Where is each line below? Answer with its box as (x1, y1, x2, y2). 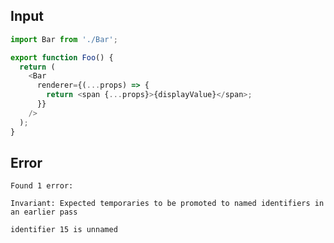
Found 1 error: (10, 181, 74, 191)
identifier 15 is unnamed (10, 225, 118, 235)
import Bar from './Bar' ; (10, 34, 118, 44)
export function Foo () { (10, 52, 114, 63)
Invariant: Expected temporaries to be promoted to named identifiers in (10, 199, 325, 209)
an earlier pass (10, 207, 78, 218)
